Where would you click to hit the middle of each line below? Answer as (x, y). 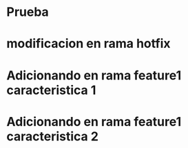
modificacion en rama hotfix (88, 44)
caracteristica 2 (53, 136)
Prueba (28, 12)
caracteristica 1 (51, 90)
